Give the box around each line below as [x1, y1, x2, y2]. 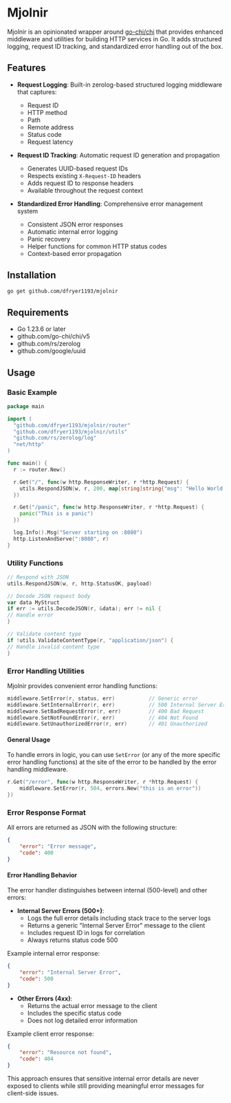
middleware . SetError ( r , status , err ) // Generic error [7, 695, 198, 702]
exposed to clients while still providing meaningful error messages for [7, 1082, 205, 1090]
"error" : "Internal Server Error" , [19, 969, 122, 976]
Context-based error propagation [27, 249, 122, 257]
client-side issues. [7, 1089, 59, 1097]
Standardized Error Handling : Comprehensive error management [16, 200, 203, 208]
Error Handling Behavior [7, 870, 78, 879]
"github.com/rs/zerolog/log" [13, 435, 97, 442]
